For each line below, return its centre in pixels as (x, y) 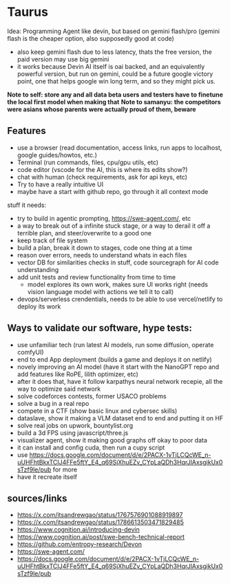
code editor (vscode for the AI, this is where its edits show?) (102, 169)
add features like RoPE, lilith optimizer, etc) (78, 374)
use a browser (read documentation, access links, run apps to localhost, (119, 147)
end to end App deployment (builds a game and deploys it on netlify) (114, 359)
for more (65, 469)
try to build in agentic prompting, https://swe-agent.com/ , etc (104, 218)
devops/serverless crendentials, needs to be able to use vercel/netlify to (120, 299)
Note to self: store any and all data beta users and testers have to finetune (115, 95)
